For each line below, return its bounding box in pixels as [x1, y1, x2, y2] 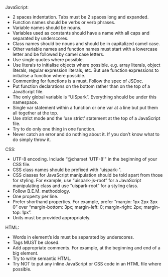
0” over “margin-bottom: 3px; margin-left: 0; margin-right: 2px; [12, 204, 143, 210]
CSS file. [12, 162, 31, 167]
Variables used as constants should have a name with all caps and [12, 30, 149, 36]
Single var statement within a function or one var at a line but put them [12, 105, 158, 110]
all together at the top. [12, 110, 59, 116]
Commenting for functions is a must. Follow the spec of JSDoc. [12, 78, 143, 84]
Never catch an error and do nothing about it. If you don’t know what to [12, 131, 159, 137]
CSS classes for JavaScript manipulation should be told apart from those [12, 172, 163, 178]
